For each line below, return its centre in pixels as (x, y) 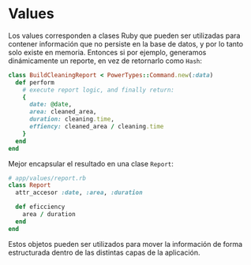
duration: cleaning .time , (71, 119)
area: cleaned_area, (63, 112)
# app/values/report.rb (47, 178)
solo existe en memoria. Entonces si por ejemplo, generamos (107, 52)
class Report (30, 185)
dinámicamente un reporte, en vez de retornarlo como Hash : (105, 61)
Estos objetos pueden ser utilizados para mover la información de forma (126, 244)
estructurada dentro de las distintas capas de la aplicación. (104, 252)
